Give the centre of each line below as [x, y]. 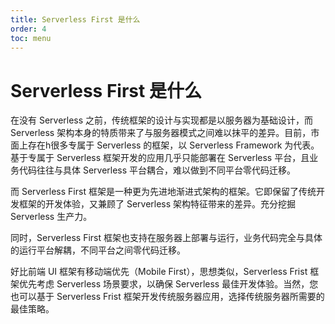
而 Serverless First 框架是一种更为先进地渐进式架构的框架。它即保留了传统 [163, 192]
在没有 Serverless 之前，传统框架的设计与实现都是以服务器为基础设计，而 [162, 120]
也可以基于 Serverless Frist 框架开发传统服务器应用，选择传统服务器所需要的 [167, 297]
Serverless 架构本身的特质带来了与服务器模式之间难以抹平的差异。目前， [161, 133]
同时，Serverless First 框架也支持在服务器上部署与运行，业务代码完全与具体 [166, 238]
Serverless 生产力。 [51, 217]
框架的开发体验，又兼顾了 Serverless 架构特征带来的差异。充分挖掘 [157, 204]
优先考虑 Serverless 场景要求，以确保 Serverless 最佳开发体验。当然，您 [168, 284]
